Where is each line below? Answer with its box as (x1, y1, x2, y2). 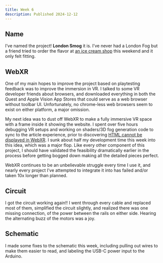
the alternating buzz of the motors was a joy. (5, 215, 96, 221)
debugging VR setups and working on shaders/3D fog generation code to (5, 127, 154, 132)
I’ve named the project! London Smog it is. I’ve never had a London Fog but (5, 43, 158, 49)
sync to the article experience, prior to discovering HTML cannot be (5, 132, 142, 138)
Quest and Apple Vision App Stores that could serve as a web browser (5, 96, 147, 102)
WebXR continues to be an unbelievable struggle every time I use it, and (5, 162, 151, 168)
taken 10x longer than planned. (5, 173, 68, 179)
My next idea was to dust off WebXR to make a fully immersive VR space (5, 116, 152, 122)
